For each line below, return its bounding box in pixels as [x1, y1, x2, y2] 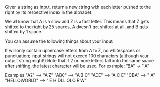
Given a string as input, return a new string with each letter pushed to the [5, 4, 151, 10]
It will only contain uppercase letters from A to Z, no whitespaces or [5, 48, 141, 53]
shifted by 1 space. [5, 29, 43, 34]
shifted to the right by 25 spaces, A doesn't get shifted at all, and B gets [5, 24, 148, 29]
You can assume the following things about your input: [5, 38, 114, 44]
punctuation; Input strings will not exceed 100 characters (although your [5, 53, 149, 58]
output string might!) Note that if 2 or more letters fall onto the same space [5, 58, 154, 63]
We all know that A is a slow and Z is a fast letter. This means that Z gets [5, 19, 149, 24]
